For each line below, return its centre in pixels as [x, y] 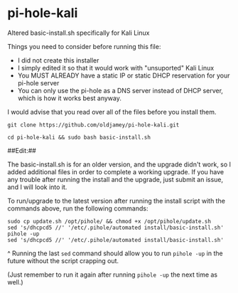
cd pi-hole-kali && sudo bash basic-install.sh [79, 137]
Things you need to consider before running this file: [84, 46]
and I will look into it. [37, 187]
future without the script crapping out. [63, 260]
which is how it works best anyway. [70, 98]
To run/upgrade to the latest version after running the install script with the [117, 201]
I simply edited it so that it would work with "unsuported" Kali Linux [116, 68]
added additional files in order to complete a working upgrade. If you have [116, 171]
